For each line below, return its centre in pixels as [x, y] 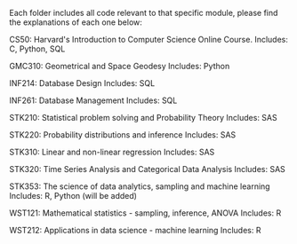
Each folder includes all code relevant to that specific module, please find [144, 13]
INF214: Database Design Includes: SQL [82, 83]
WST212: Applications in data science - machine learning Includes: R [135, 230]
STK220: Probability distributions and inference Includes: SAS [123, 135]
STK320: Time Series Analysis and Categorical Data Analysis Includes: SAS [148, 169]
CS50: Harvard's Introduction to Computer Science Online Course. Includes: [149, 39]
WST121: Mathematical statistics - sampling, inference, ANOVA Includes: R [145, 213]
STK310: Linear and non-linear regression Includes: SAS [112, 152]
